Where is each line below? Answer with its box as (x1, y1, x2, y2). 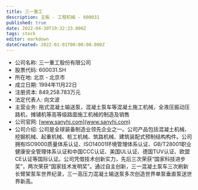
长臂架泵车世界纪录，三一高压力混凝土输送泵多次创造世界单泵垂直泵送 (14, 170, 187, 177)
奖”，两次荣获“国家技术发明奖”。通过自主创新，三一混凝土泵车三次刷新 (14, 163, 189, 170)
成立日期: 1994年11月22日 (14, 81, 77, 88)
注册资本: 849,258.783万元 (14, 88, 81, 96)
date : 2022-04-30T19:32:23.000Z (6, 25, 86, 31)
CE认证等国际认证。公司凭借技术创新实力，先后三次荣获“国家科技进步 (14, 155, 186, 162)
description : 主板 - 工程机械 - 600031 (6, 14, 100, 20)
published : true (6, 20, 46, 26)
